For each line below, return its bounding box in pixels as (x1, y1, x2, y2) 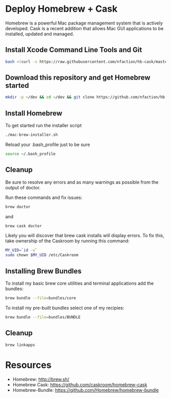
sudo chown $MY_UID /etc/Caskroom (5, 253, 79, 258)
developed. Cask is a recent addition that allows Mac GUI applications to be (5, 25, 164, 31)
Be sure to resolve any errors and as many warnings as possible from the (5, 179, 159, 185)
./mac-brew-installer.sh (5, 132, 58, 138)
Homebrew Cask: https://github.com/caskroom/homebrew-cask (12, 381, 148, 388)
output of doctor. (5, 184, 41, 190)
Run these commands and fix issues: (5, 194, 82, 201)
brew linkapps (5, 342, 36, 347)
